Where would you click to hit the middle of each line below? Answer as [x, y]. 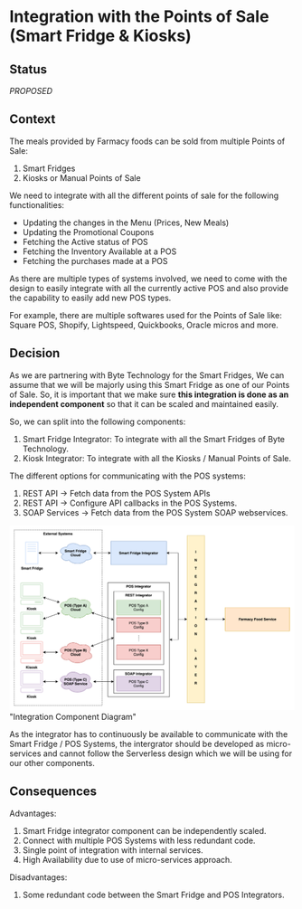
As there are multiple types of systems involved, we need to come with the [148, 279]
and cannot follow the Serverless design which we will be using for [167, 753]
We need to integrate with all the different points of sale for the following [144, 195]
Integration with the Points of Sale [139, 17]
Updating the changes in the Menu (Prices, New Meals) [126, 223]
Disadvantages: [38, 877]
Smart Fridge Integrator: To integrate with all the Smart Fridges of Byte [154, 439]
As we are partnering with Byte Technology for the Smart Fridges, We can [147, 375]
